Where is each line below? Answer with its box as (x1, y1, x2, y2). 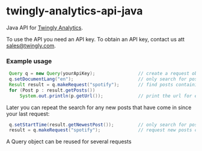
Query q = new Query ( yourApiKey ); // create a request (8, 71, 189, 77)
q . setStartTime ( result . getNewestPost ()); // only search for (8, 122, 187, 128)
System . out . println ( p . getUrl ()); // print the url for (19, 93, 192, 99)
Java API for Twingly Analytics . (6, 24, 83, 31)
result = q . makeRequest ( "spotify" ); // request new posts (8, 127, 192, 133)
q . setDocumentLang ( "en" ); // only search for (8, 76, 187, 82)
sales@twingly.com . (6, 42, 56, 49)
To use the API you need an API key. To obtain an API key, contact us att (6, 35, 185, 43)
